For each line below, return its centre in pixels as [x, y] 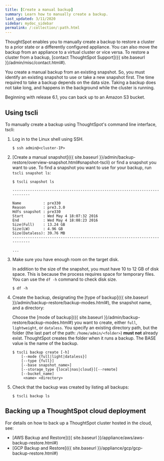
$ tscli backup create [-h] [41, 352]
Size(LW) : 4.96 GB [37, 229]
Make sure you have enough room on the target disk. [65, 259]
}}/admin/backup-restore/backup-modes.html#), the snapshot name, [82, 302]
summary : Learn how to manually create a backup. [57, 14]
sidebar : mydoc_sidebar [29, 23]
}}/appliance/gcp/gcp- [120, 448]
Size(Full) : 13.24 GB [38, 224]
